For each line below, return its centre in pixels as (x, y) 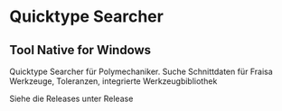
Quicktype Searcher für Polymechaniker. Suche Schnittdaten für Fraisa (141, 71)
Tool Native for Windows (80, 50)
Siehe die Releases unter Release (71, 98)
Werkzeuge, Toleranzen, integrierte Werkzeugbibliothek (113, 81)
